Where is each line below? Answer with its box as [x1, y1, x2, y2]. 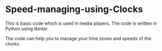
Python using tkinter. [5, 25, 49, 31]
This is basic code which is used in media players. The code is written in [5, 20, 157, 26]
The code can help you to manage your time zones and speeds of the [5, 35, 151, 41]
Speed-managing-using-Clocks [5, 4, 143, 15]
